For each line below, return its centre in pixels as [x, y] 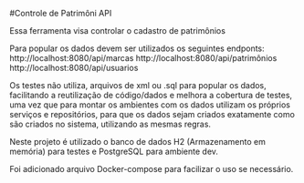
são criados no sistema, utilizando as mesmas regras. [110, 124]
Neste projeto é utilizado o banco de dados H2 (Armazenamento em [138, 142]
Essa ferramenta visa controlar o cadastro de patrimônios [118, 30]
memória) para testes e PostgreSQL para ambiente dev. [114, 151]
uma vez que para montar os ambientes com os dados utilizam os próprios [150, 105]
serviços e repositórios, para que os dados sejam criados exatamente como [152, 114]
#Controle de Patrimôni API [61, 13]
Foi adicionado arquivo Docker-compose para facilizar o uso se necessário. [152, 169]
